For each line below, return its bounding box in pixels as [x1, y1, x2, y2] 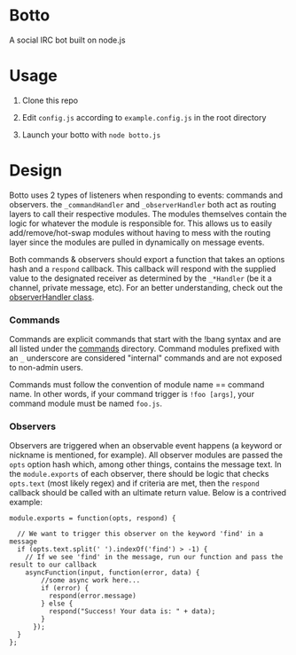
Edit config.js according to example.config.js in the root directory [21, 112, 267, 122]
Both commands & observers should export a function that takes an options [9, 253, 285, 264]
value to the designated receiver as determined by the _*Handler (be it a [9, 272, 272, 284]
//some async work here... [41, 576, 141, 585]
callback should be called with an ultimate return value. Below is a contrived [9, 487, 286, 498]
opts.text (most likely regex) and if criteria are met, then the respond [9, 478, 260, 488]
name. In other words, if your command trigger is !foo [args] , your [9, 389, 255, 400]
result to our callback [9, 560, 97, 570]
